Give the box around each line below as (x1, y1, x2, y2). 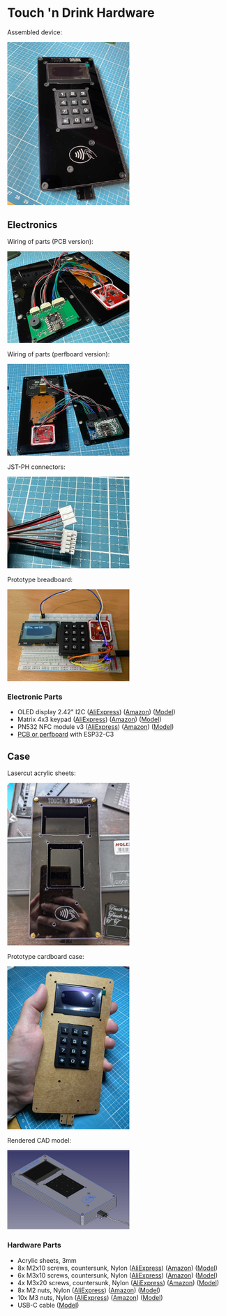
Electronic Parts (7, 692, 63, 702)
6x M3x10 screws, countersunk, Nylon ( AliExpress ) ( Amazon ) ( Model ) (17, 1271, 218, 1280)
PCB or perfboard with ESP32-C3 (17, 730, 114, 739)
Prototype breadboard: (7, 575, 73, 584)
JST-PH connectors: (7, 463, 66, 471)
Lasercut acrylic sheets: (7, 769, 77, 777)
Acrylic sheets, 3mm (17, 1256, 77, 1264)
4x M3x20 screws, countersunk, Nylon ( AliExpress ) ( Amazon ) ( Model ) (17, 1278, 220, 1287)
